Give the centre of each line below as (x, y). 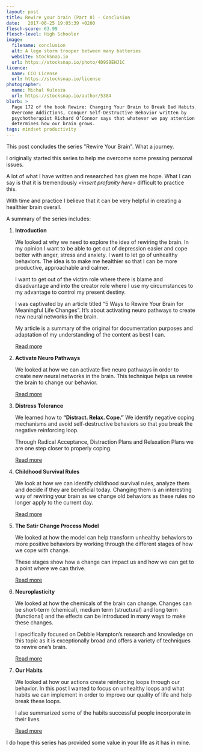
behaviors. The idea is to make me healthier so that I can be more (96, 261)
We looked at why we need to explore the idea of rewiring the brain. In (102, 242)
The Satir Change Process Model (57, 526)
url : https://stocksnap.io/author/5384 (62, 96)
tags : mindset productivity (41, 129)
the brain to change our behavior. (56, 382)
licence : (17, 68)
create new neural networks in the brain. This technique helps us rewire (104, 376)
